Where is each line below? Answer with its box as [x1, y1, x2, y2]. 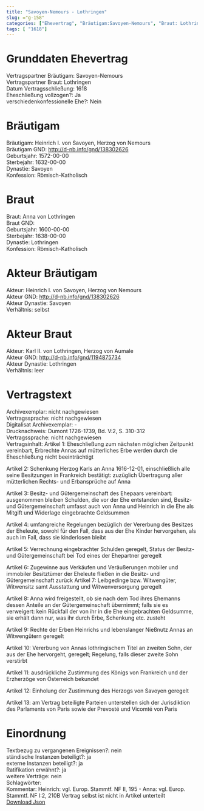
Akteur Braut [6, 327, 72, 341]
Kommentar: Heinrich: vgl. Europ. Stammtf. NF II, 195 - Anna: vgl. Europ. [6, 785, 186, 793]
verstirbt [6, 657, 28, 664]
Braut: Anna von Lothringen [6, 213, 75, 221]
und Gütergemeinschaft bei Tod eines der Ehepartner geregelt [6, 552, 162, 559]
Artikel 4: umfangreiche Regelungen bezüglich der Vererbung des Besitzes [6, 521, 194, 528]
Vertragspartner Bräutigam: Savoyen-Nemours [6, 72, 123, 80]
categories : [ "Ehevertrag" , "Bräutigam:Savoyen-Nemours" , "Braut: [6, 20, 178, 26]
